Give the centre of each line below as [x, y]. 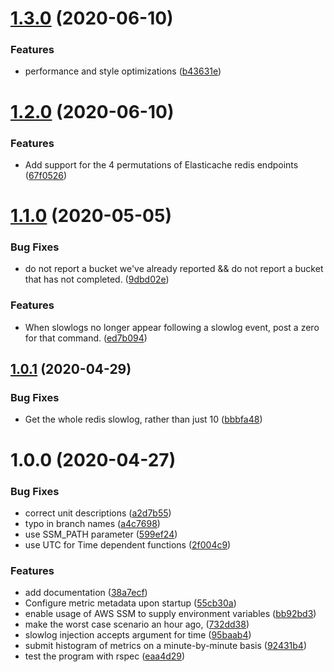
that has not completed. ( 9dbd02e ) [97, 279]
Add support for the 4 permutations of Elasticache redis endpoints [161, 164]
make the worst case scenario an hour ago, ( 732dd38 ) [137, 624]
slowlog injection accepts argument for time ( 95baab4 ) [138, 635]
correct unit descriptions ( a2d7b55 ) [98, 513]
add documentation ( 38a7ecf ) [86, 593]
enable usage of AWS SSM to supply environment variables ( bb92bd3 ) [170, 614]
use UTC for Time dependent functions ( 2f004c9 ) [128, 544]
